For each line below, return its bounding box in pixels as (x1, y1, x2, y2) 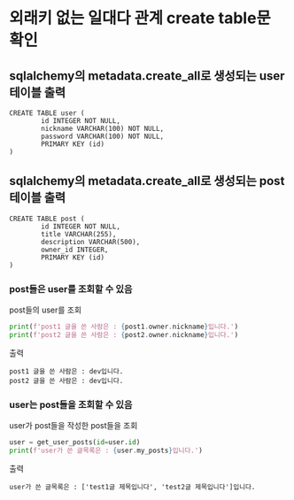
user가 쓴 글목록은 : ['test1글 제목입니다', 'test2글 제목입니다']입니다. (9, 482, 256, 491)
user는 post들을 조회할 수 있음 (9, 398, 133, 411)
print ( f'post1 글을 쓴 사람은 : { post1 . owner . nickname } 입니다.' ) (9, 322, 239, 332)
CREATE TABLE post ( (9, 214, 86, 223)
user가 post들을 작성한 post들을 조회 (9, 420, 138, 431)
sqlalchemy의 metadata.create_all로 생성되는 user (9, 68, 285, 83)
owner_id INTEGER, (41, 245, 109, 254)
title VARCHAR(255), (41, 229, 117, 239)
